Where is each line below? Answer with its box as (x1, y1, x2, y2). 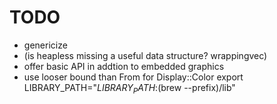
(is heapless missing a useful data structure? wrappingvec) (23, 49, 268, 61)
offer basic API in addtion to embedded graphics (23, 60, 225, 72)
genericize (23, 39, 68, 51)
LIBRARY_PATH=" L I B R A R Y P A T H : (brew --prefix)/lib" (23, 81, 236, 96)
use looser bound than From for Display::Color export (23, 71, 244, 83)
